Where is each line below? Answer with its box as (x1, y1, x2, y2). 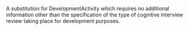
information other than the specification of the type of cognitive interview (6, 11, 184, 18)
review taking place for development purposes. (6, 18, 120, 24)
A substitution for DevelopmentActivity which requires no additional (6, 5, 170, 12)
